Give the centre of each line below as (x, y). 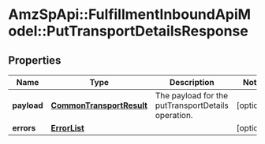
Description (192, 82)
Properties (35, 60)
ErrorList (67, 128)
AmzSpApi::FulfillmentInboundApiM (129, 15)
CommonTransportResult (99, 105)
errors (24, 128)
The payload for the (192, 96)
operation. (174, 115)
